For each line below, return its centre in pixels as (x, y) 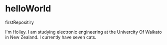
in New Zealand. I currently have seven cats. (51, 37)
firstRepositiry (19, 22)
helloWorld (28, 9)
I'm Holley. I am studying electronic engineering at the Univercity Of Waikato (83, 32)
